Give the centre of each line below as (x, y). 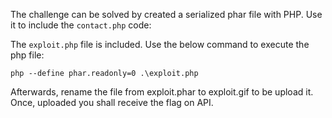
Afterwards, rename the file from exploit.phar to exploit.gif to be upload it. (162, 92)
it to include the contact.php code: (81, 25)
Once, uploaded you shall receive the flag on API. (112, 102)
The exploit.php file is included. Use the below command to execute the (160, 44)
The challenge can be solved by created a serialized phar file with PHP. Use (166, 14)
